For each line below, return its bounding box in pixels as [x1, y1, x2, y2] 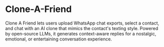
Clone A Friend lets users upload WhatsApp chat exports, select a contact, [5, 20, 159, 26]
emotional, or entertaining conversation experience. [5, 36, 112, 42]
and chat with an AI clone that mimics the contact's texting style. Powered [5, 25, 158, 31]
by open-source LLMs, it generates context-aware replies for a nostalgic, [5, 30, 156, 36]
